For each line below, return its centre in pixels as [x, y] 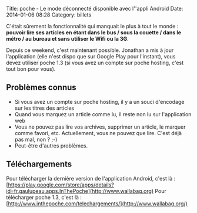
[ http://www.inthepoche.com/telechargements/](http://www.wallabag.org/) [97, 204]
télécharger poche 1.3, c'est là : [44, 197]
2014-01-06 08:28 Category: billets [49, 15]
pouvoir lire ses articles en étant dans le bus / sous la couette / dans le [94, 32]
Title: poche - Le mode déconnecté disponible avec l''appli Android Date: [95, 9]
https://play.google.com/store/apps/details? [61, 185]
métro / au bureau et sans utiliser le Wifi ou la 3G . [68, 39]
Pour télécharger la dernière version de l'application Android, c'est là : [91, 178]
